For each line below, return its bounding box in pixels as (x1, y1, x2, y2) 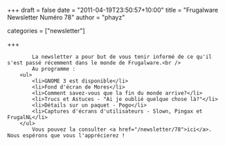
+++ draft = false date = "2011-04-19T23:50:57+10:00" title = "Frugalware (7, 6, 219, 14)
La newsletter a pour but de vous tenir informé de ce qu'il (32, 53, 213, 60)
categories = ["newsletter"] (7, 27, 85, 35)
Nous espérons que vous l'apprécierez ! (7, 132, 126, 139)
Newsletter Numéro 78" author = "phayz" (7, 13, 125, 21)
